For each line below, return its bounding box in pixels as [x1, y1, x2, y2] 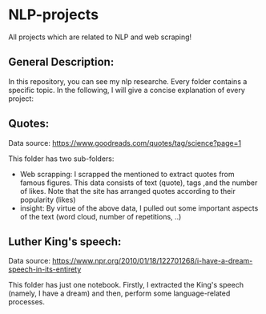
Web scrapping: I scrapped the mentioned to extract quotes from [19, 169, 235, 179]
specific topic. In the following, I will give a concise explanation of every [8, 85, 246, 95]
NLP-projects [8, 6, 99, 24]
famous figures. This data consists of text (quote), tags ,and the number [19, 178, 258, 187]
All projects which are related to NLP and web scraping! [8, 32, 192, 42]
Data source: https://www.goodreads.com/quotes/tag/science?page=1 [8, 138, 242, 147]
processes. [8, 297, 46, 307]
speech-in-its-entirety [8, 264, 82, 274]
